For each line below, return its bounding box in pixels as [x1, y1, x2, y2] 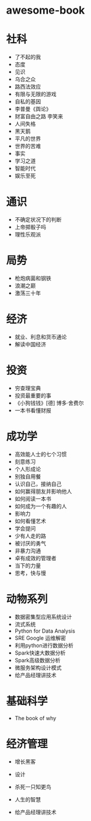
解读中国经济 [14, 340, 46, 348]
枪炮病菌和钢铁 [14, 274, 51, 282]
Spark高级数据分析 [14, 656, 61, 664]
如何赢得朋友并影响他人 [14, 488, 72, 495]
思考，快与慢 [14, 569, 46, 576]
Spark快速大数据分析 [14, 649, 66, 656]
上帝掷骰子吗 [14, 223, 46, 230]
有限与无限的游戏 [14, 90, 57, 98]
